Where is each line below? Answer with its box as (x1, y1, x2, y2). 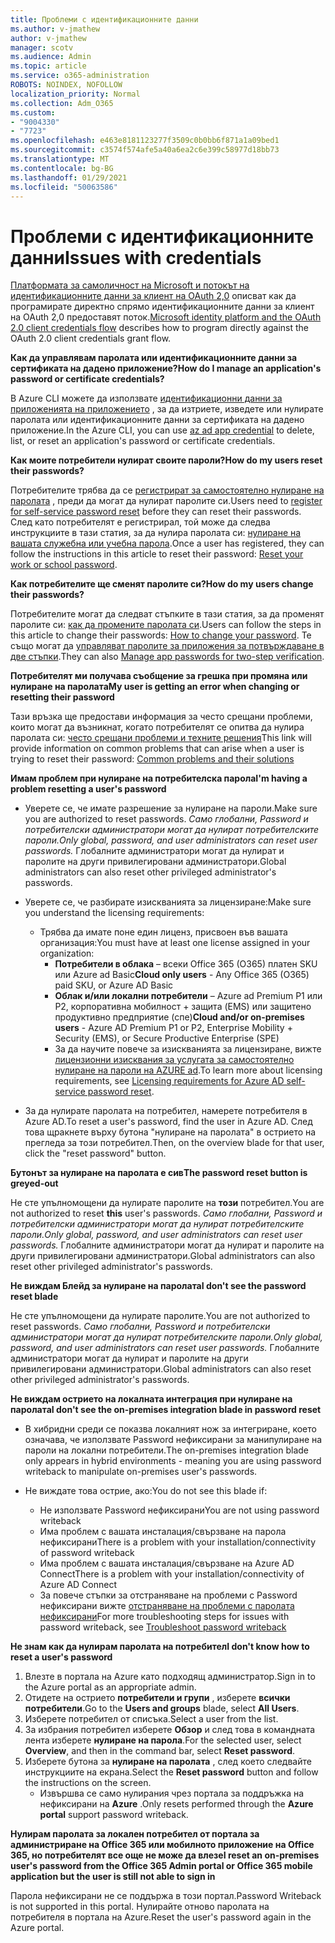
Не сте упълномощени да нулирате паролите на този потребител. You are (10, 1197, 325, 1209)
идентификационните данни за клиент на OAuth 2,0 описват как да (10, 290, 297, 302)
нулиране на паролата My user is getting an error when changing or (10, 681, 300, 693)
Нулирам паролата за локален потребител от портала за (10, 1828, 260, 1840)
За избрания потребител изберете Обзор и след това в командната (24, 1724, 316, 1736)
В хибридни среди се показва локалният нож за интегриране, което (24, 1423, 317, 1435)
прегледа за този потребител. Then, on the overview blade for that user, (24, 1137, 325, 1149)
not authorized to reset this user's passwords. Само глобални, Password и (10, 1207, 323, 1220)
